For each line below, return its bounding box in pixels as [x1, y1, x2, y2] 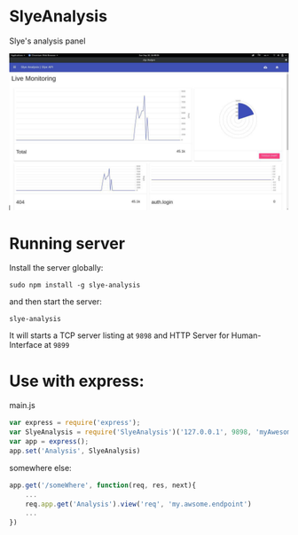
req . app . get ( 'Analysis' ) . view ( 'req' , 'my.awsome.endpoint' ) [25, 500, 252, 508]
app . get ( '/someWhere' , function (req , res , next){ [9, 481, 197, 490]
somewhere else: [9, 462, 73, 473]
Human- [231, 330, 262, 341]
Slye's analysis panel [9, 35, 86, 46]
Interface [9, 340, 43, 350]
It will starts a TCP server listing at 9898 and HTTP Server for [9, 330, 230, 341]
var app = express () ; [9, 437, 90, 446]
